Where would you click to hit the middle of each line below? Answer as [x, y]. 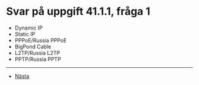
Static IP [25, 34]
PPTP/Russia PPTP [38, 59]
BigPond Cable [33, 47]
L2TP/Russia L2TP [37, 53]
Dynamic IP [29, 28]
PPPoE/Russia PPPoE [41, 40]
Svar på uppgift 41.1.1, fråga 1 [78, 12]
